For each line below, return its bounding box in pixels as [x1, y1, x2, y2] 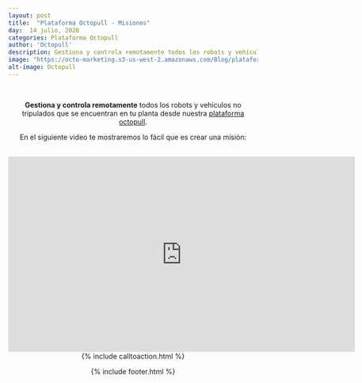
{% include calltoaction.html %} [81, 351, 185, 361]
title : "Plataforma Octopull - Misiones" [8, 19, 151, 27]
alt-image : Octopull [8, 63, 77, 71]
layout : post [8, 11, 51, 20]
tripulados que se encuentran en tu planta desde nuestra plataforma [21, 108, 245, 118]
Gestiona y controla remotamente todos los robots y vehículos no [25, 100, 242, 109]
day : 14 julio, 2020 [8, 26, 80, 34]
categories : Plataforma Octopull [8, 33, 119, 42]
